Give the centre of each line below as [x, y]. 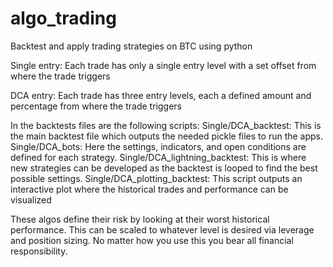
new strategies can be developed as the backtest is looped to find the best [164, 168]
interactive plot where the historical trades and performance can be [149, 189]
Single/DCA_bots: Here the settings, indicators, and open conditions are [158, 146]
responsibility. [39, 251]
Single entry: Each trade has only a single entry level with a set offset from [163, 65]
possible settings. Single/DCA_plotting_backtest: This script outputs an [156, 178]
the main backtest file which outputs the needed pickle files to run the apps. [167, 136]
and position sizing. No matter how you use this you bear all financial [152, 240]
